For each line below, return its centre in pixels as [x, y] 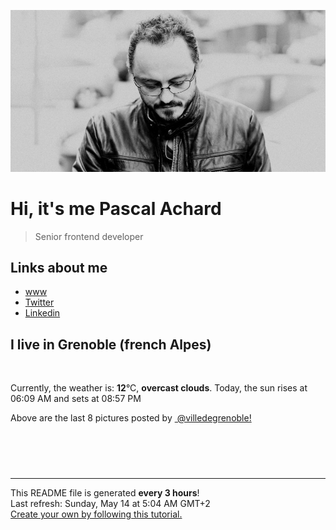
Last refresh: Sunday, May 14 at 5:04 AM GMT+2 [110, 504]
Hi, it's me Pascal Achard [116, 208]
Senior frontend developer [89, 236]
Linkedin [42, 313]
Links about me [59, 267]
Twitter [39, 302]
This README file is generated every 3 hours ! [105, 493]
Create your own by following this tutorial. [96, 514]
